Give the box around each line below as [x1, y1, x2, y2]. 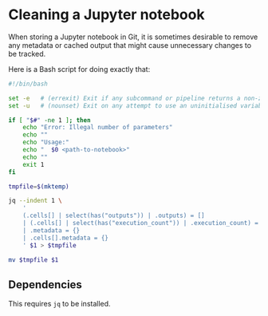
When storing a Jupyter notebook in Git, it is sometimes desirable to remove [8, 32, 258, 41]
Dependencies [8, 278, 82, 291]
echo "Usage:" [22, 138, 69, 147]
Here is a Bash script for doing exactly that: [8, 64, 151, 73]
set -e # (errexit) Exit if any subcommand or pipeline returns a [8, 94, 241, 102]
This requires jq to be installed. [8, 299, 111, 309]
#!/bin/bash [8, 80, 48, 88]
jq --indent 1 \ [8, 197, 62, 205]
